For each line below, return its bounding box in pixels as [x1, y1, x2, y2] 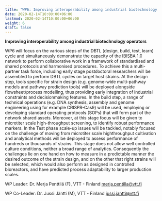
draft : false [5, 25, 32, 30]
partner [5, 68, 20, 74]
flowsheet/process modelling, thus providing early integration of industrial [5, 89, 153, 95]
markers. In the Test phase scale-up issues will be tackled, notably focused [5, 125, 156, 131]
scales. [5, 172, 19, 178]
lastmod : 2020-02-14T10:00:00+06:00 [5, 16, 79, 21]
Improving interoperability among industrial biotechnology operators [5, 38, 147, 44]
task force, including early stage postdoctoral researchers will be [21, 68, 151, 74]
